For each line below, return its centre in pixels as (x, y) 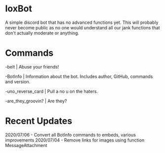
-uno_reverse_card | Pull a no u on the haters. (51, 91)
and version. (18, 81)
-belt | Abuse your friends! (32, 67)
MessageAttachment (26, 145)
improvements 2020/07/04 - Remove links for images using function (75, 140)
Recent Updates (39, 121)
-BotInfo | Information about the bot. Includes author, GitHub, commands (79, 76)
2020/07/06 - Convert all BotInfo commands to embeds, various (70, 135)
